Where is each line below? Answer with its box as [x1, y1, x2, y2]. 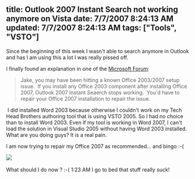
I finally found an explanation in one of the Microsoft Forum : [6, 65, 150, 72]
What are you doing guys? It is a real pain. [6, 131, 107, 138]
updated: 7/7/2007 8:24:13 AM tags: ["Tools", [6, 23, 177, 33]
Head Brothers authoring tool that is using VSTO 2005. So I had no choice [6, 112, 184, 119]
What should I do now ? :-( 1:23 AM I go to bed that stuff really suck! [6, 166, 170, 173]
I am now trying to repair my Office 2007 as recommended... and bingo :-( [6, 143, 184, 150]
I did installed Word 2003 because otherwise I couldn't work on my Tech [7, 106, 182, 113]
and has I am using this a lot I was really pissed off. [6, 54, 128, 61]
